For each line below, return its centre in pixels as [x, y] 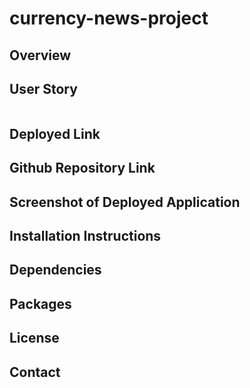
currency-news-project [109, 18]
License [34, 338]
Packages [40, 303]
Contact [35, 372]
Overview [40, 55]
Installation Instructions [85, 235]
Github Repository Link [82, 168]
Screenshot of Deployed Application [125, 202]
